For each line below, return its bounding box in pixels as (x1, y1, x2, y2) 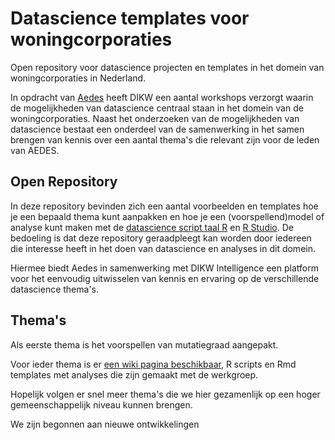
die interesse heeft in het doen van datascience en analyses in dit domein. (10, 242, 316, 254)
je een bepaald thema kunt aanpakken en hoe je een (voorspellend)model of (10, 210, 325, 222)
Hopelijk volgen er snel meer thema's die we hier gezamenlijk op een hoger (10, 388, 321, 400)
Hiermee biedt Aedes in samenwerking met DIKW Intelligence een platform (10, 262, 319, 274)
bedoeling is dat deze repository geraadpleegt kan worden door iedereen (10, 232, 312, 244)
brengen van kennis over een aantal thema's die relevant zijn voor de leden (10, 133, 320, 146)
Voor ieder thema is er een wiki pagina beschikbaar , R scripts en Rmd (10, 358, 297, 370)
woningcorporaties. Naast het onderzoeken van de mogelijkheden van (10, 112, 300, 124)
